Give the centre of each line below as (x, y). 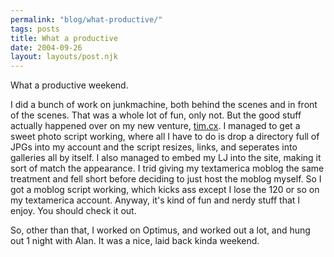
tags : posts (35, 29)
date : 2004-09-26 (46, 47)
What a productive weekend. (69, 85)
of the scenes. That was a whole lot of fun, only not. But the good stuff (156, 115)
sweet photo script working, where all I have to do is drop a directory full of (165, 137)
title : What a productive (64, 38)
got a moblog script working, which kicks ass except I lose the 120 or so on (165, 190)
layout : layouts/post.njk (64, 57)
